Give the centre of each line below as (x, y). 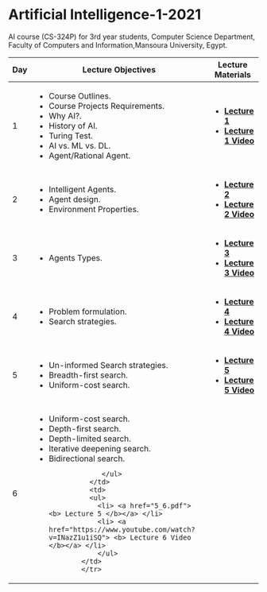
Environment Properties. (94, 209)
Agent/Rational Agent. (90, 155)
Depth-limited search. (90, 439)
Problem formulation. (88, 311)
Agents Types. (76, 257)
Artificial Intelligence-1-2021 (104, 15)
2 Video (239, 214)
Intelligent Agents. (83, 189)
